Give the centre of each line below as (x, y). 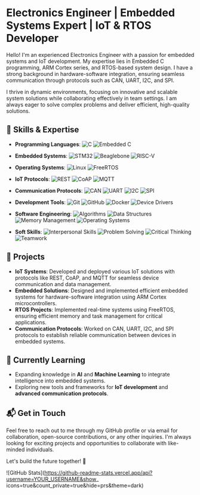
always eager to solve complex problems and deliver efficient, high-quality (98, 104)
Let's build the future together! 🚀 (46, 461)
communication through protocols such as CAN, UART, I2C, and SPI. (90, 80)
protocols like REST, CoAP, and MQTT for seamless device (87, 278)
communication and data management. (63, 284)
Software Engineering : (43, 214)
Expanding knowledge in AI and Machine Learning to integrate (92, 375)
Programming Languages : (48, 144)
